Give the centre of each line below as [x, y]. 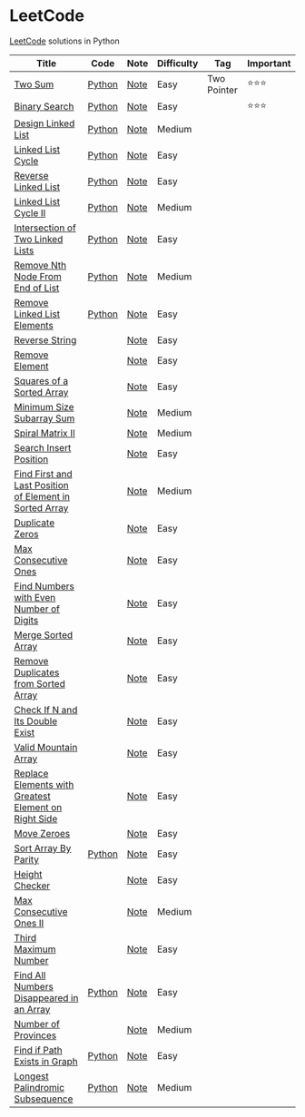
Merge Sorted [44, 634]
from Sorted [39, 683]
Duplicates [37, 672]
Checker [32, 886]
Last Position [42, 485]
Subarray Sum [44, 418]
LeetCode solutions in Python [64, 41]
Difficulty [178, 63]
